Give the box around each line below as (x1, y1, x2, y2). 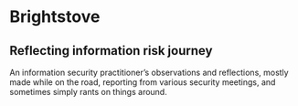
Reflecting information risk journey (9, 43, 213, 58)
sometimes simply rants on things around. (9, 87, 167, 97)
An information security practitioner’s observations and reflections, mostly (9, 67, 290, 78)
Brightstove (9, 6, 101, 27)
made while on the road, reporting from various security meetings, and (9, 77, 276, 88)
